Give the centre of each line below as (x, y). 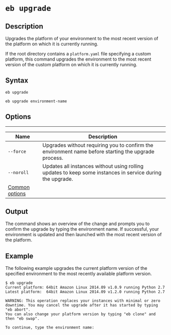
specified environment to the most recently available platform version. (79, 274)
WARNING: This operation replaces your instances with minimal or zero (83, 301)
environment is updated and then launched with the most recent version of (83, 235)
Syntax (17, 81)
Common (19, 187)
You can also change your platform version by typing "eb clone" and (81, 314)
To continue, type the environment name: (50, 328)
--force (17, 151)
